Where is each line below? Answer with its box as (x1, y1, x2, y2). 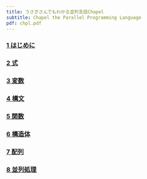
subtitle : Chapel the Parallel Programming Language (6, 15, 142, 21)
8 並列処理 (6, 165, 37, 174)
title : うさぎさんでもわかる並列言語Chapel (6, 8, 104, 15)
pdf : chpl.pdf (6, 20, 42, 26)
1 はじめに (6, 41, 36, 50)
